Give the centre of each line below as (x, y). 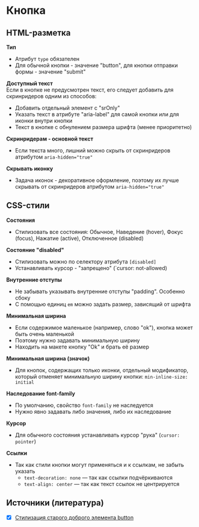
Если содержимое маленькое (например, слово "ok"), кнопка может (104, 327)
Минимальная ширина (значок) (48, 358)
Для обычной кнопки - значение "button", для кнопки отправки (96, 65)
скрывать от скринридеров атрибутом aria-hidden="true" (90, 187)
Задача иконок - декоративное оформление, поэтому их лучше (97, 180)
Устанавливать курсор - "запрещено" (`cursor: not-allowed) (91, 268)
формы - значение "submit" (50, 72)
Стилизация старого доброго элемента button (74, 517)
